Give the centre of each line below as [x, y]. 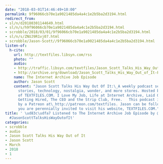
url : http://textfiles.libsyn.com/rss [53, 55]
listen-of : [16, 46]
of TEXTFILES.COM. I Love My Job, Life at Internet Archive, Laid [86, 95]
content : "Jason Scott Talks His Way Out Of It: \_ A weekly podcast [83, 86]
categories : [17, 122]
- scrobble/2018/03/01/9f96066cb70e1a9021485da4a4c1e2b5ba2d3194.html [78, 32]
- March [13, 145]
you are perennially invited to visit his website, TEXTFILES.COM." [89, 109]
